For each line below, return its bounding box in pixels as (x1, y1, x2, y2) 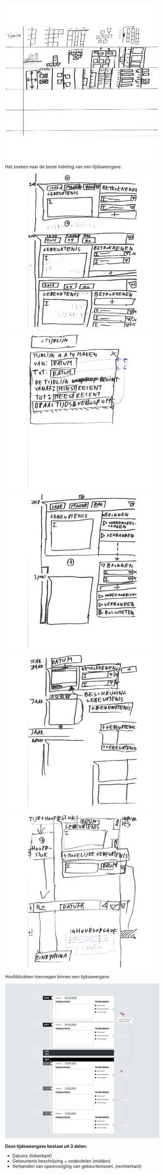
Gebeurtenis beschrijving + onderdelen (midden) (12, 1158, 111, 1164)
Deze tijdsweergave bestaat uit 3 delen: (5, 1144, 88, 1149)
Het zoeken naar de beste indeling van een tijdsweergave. (5, 164, 122, 170)
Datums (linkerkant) (12, 1153, 52, 1159)
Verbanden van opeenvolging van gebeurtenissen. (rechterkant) (12, 1163, 142, 1169)
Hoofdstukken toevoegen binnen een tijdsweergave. (5, 974, 111, 979)
